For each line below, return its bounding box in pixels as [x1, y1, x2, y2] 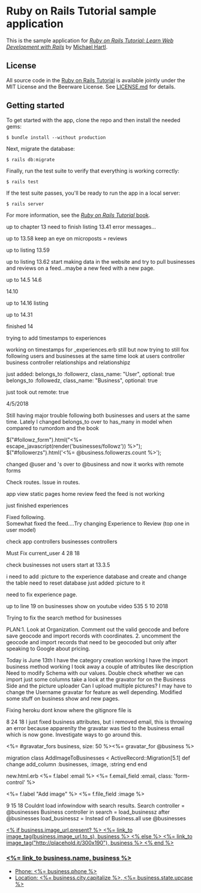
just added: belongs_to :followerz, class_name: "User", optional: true [6, 370, 175, 377]
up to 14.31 [6, 311, 33, 318]
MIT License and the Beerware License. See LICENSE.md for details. [6, 83, 176, 90]
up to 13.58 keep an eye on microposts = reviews [6, 234, 128, 242]
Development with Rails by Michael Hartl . [6, 43, 108, 50]
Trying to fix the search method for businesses [6, 614, 122, 621]
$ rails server [6, 201, 44, 207]
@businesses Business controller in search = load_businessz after [6, 808, 170, 815]
